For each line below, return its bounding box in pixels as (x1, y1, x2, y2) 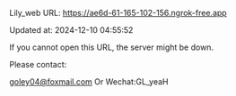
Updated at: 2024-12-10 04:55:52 (9, 25, 134, 35)
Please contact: (9, 60, 67, 69)
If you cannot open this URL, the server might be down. (9, 42, 214, 52)
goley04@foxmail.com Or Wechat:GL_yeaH (9, 76, 169, 87)
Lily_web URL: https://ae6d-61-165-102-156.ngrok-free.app (9, 8, 227, 18)
